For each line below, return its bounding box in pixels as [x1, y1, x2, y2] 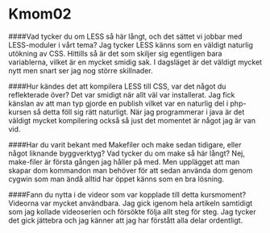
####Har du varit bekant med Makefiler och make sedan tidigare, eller [8, 139, 242, 149]
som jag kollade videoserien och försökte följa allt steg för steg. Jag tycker [8, 206, 256, 216]
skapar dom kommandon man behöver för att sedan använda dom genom [8, 165, 253, 175]
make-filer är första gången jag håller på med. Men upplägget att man [8, 156, 240, 166]
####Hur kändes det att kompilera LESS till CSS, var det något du [8, 81, 226, 91]
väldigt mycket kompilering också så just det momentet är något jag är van [8, 115, 256, 125]
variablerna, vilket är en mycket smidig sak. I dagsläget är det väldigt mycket [8, 57, 263, 67]
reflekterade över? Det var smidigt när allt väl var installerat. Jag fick [8, 89, 235, 99]
